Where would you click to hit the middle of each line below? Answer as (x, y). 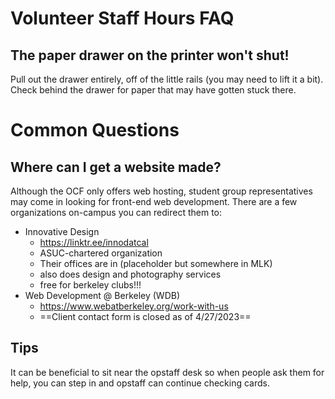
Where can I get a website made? (116, 167)
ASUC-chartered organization (101, 253)
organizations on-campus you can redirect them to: (116, 212)
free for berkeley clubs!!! (90, 285)
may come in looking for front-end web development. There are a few (154, 201)
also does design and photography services (130, 274)
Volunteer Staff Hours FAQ (122, 18)
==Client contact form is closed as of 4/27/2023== (145, 316)
